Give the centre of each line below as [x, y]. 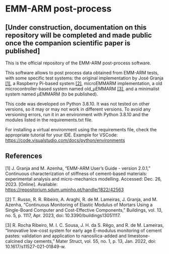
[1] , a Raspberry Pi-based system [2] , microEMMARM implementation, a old [84, 83]
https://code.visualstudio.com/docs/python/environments [65, 140]
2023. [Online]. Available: [32, 184]
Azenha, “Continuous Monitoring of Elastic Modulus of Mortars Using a [79, 205]
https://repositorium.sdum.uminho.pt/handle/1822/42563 [65, 190]
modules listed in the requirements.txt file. [49, 120]
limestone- [139, 236]
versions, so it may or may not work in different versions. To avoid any [78, 109]
